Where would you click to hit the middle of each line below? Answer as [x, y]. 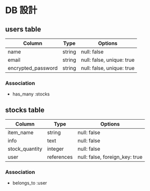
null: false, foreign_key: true [110, 157]
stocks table [25, 110]
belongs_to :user [30, 183]
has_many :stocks [31, 94]
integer [55, 149]
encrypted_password [33, 68]
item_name [21, 133]
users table [23, 29]
